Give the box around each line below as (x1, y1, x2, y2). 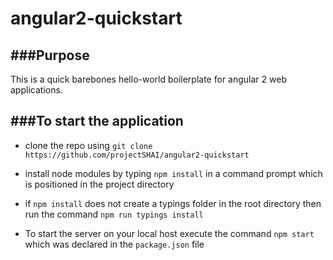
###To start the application (10, 113, 184, 130)
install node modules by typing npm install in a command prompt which (24, 167, 323, 179)
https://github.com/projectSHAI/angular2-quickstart (24, 150, 250, 160)
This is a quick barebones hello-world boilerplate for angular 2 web (10, 73, 287, 85)
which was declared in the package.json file (24, 238, 205, 250)
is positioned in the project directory (24, 178, 175, 190)
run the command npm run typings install (24, 208, 204, 220)
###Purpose (10, 47, 90, 64)
